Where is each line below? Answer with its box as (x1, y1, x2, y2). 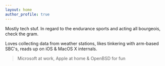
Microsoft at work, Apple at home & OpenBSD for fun (17, 55, 126, 61)
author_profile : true (5, 12, 50, 17)
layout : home (5, 7, 32, 12)
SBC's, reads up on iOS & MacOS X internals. (5, 46, 98, 52)
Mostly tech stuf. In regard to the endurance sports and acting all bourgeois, (5, 25, 161, 31)
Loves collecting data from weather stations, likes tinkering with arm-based (5, 40, 159, 46)
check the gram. (5, 31, 39, 37)
